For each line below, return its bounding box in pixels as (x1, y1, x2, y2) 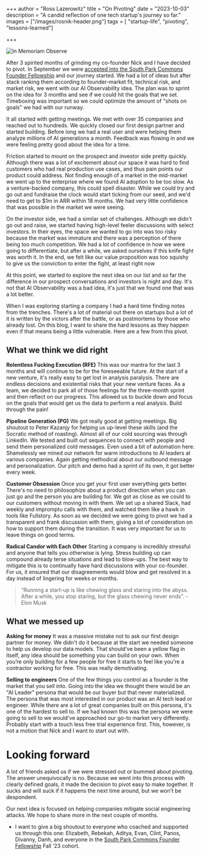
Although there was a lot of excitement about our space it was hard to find (6, 159, 190, 166)
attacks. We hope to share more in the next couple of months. (6, 811, 159, 818)
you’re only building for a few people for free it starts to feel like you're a (6, 657, 184, 665)
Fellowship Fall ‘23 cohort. (14, 842, 80, 849)
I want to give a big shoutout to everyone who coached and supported (14, 823, 188, 830)
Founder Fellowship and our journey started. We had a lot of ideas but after (6, 72, 191, 79)
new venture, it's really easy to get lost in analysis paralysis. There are (6, 373, 179, 381)
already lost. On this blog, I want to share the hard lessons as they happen (6, 321, 189, 328)
